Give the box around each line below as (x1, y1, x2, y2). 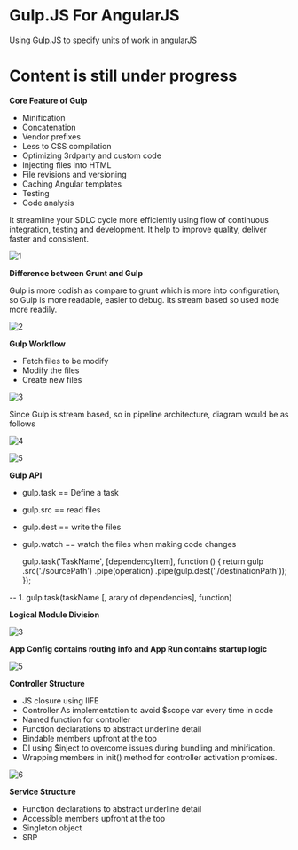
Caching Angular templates (21, 179, 122, 189)
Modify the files (21, 365, 80, 376)
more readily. (9, 304, 58, 314)
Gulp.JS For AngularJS (9, 5, 180, 26)
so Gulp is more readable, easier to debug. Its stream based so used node (9, 294, 280, 305)
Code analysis (21, 197, 74, 208)
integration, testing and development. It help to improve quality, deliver (9, 224, 268, 234)
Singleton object (21, 822, 82, 833)
